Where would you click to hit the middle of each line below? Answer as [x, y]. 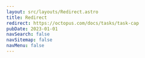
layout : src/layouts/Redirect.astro [52, 12]
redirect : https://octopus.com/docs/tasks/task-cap [72, 23]
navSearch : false [28, 34]
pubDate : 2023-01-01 [32, 29]
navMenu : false [25, 46]
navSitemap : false [29, 40]
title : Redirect [27, 18]
